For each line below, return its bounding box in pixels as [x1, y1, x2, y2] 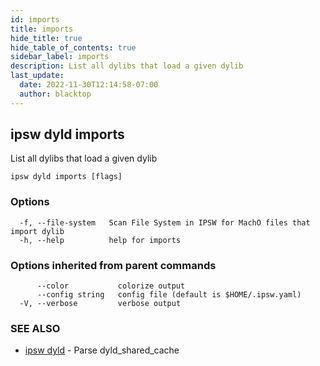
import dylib [10, 226, 65, 236]
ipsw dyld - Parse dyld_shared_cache [24, 344, 180, 356]
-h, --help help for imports [19, 235, 182, 245]
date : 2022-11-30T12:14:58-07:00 [19, 80, 159, 90]
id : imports [10, 14, 60, 25]
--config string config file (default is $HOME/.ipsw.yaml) [36, 290, 302, 300]
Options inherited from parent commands [10, 258, 217, 272]
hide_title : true [10, 33, 83, 43]
